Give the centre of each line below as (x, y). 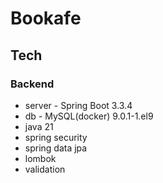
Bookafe (46, 18)
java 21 (39, 126)
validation (45, 169)
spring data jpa (56, 148)
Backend (32, 84)
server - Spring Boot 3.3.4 (78, 105)
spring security (56, 137)
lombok (40, 158)
